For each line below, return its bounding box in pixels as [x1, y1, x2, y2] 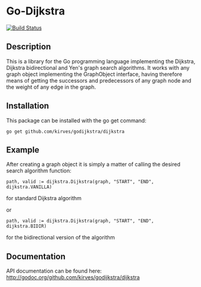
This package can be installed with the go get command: [6, 116, 147, 124]
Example [6, 145, 40, 155]
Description [6, 42, 51, 52]
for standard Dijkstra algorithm [6, 195, 82, 202]
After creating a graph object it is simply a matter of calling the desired [6, 161, 181, 168]
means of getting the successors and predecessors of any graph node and [6, 77, 192, 84]
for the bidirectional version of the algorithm [6, 234, 115, 241]
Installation [6, 101, 49, 111]
